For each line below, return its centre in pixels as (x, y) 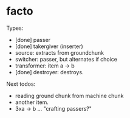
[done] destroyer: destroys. (49, 72)
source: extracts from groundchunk (60, 52)
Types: (15, 28)
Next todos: (21, 84)
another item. (32, 102)
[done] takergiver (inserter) (49, 46)
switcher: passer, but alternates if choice (66, 59)
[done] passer (32, 40)
